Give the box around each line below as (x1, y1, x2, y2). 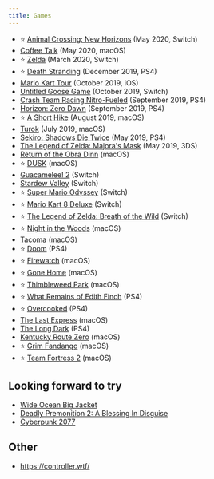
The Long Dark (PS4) (19, 323, 90, 333)
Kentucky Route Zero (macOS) (19, 332, 121, 342)
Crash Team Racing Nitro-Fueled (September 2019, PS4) (19, 95, 206, 105)
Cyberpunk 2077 (19, 417, 76, 427)
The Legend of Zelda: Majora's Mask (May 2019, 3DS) (19, 141, 198, 150)
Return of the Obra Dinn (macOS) (19, 149, 130, 159)
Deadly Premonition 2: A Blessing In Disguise (19, 409, 168, 418)
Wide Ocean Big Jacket (19, 400, 97, 410)
